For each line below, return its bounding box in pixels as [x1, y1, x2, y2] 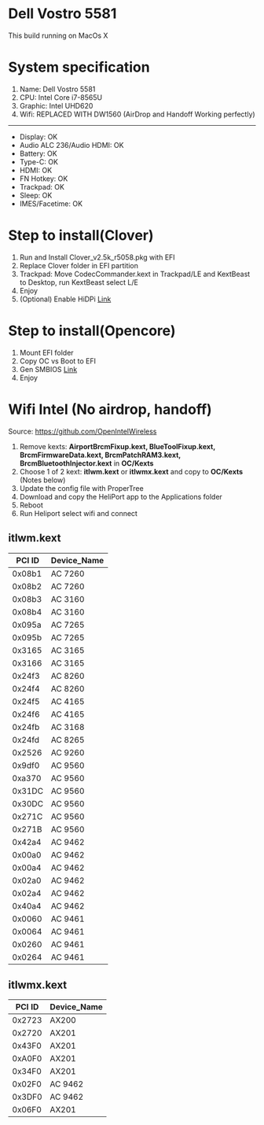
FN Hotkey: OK [19, 174, 68, 183]
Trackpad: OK [19, 182, 65, 191]
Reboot [19, 500, 43, 510]
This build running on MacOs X [8, 31, 108, 40]
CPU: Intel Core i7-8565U [19, 92, 103, 102]
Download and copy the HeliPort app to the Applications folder [19, 492, 222, 501]
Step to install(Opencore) [8, 322, 176, 339]
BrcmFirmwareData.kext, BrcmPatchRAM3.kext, [19, 450, 181, 459]
